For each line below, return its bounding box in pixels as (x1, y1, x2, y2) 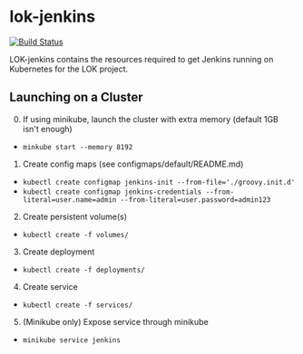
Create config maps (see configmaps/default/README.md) (22, 158, 244, 169)
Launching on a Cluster (9, 90, 143, 105)
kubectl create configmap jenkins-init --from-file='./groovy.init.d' (22, 177, 296, 187)
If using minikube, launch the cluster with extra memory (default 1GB (22, 113, 279, 124)
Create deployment (22, 246, 95, 257)
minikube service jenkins (22, 335, 121, 345)
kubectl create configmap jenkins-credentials (22, 187, 202, 196)
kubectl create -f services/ (22, 301, 133, 310)
